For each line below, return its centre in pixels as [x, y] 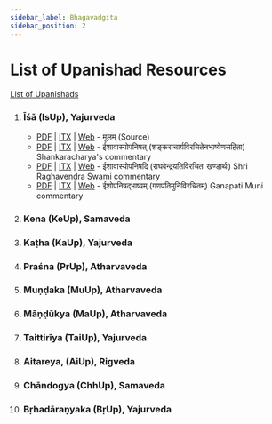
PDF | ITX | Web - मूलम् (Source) [93, 136]
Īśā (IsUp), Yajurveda [69, 117]
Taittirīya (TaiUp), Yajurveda [85, 338]
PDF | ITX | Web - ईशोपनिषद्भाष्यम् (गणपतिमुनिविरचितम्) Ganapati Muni [150, 185]
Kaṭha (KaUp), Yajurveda [77, 243]
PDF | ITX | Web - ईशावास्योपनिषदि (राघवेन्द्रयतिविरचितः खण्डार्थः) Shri [142, 166]
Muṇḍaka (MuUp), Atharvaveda [92, 290]
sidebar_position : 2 [48, 26]
